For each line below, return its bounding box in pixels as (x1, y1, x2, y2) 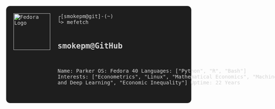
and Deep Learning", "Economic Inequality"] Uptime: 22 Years (58, 79, 241, 86)
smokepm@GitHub (58, 41, 123, 51)
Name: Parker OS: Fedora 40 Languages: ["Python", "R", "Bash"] (58, 67, 247, 74)
